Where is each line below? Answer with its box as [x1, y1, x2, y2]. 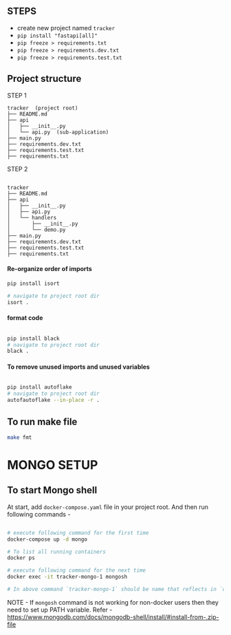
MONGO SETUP [7, 457, 98, 473]
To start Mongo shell [7, 484, 98, 496]
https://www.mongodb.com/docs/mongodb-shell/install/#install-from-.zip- [7, 612, 219, 621]
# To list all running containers [7, 548, 107, 555]
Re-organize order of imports [7, 265, 93, 273]
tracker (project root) [7, 105, 78, 111]
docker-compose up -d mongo [7, 536, 88, 543]
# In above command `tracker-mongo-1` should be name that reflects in [7, 586, 217, 593]
